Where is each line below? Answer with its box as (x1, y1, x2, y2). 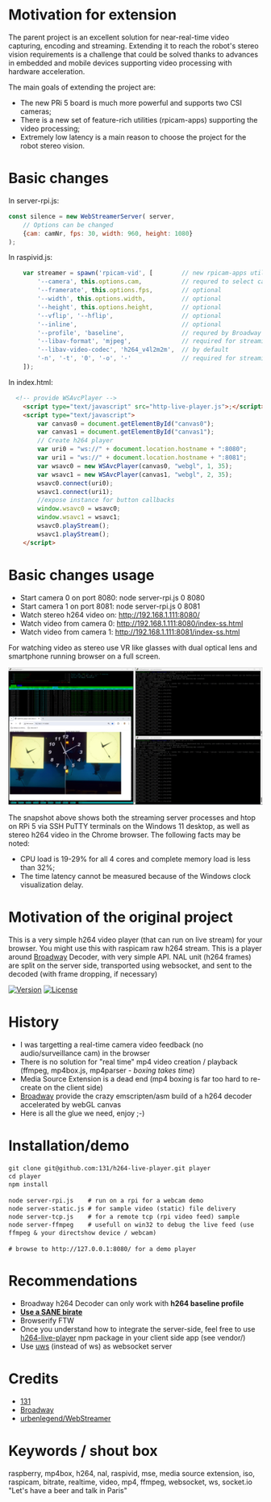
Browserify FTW (19, 1316, 75, 1325)
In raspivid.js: (8, 253, 53, 262)
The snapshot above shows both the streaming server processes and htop (8, 813, 256, 822)
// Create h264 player (37, 437, 114, 445)
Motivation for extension (8, 6, 177, 24)
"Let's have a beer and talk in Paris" (8, 1485, 127, 1495)
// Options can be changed (23, 220, 114, 229)
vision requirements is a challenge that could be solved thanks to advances (8, 49, 259, 59)
